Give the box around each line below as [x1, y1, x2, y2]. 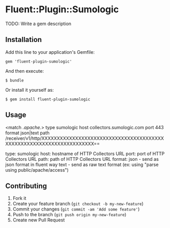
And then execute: [5, 68, 44, 74]
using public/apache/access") [5, 167, 69, 173]
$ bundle [5, 78, 24, 83]
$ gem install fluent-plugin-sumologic [5, 96, 91, 102]
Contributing [5, 181, 47, 190]
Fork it [12, 195, 27, 201]
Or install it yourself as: [5, 87, 54, 93]
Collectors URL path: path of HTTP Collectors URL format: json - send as [5, 156, 159, 162]
